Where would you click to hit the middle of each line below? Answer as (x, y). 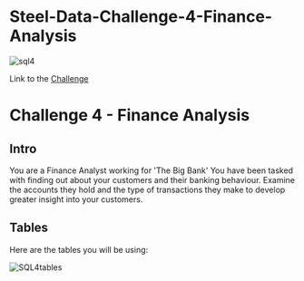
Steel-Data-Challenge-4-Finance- (141, 17)
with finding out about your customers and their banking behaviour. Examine (152, 179)
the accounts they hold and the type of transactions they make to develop (147, 189)
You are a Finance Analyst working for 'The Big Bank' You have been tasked (151, 170)
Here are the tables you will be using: (79, 249)
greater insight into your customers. (76, 199)
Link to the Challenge (49, 78)
